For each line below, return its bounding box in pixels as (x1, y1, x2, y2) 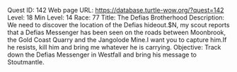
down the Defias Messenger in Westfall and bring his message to (7, 50, 197, 59)
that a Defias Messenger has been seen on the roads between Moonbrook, (7, 28, 226, 36)
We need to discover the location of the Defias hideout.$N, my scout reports (7, 21, 230, 29)
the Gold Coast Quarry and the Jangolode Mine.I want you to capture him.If (7, 36, 227, 44)
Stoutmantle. (7, 58, 45, 66)
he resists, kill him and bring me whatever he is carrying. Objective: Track (7, 43, 221, 51)
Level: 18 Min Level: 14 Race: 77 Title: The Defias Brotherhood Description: (7, 13, 225, 22)
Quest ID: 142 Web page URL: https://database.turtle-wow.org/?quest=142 (7, 6, 224, 14)
